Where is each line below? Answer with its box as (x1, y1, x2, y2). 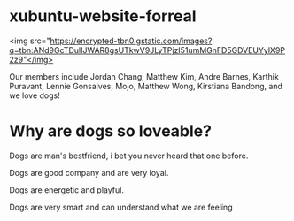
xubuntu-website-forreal (9, 6, 197, 27)
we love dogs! (9, 90, 60, 101)
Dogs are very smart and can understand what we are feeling (9, 202, 233, 212)
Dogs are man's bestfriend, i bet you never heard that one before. (9, 150, 249, 161)
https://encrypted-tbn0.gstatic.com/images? (50, 35, 213, 46)
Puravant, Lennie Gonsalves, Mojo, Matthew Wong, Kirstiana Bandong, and (9, 80, 283, 91)
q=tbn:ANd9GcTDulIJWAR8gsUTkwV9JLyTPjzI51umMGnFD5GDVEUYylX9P (9, 44, 286, 55)
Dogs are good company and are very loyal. (9, 167, 169, 178)
